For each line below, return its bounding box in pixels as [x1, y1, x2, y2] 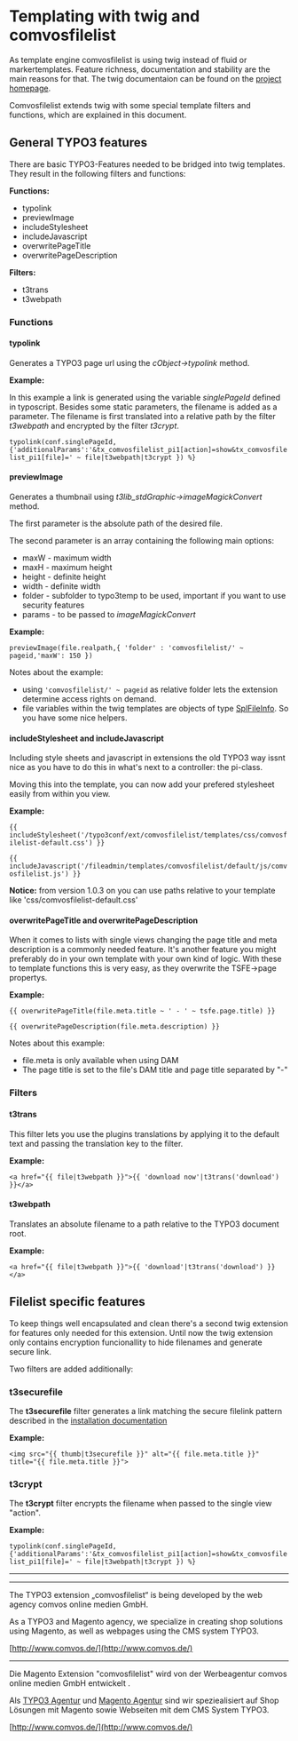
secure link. [9, 1346, 51, 1356]
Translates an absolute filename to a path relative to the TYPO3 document [9, 1219, 279, 1229]
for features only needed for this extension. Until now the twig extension [9, 1327, 273, 1338]
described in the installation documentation [9, 1415, 168, 1426]
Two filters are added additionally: [9, 1363, 134, 1374]
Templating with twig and [9, 6, 200, 27]
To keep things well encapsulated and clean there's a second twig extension [9, 1317, 288, 1329]
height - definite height [21, 571, 106, 583]
